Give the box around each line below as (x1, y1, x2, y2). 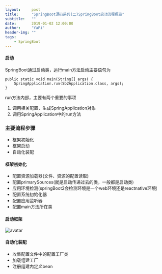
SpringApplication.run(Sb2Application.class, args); (14, 81, 124, 86)
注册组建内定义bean (12, 263, 53, 269)
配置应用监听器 (12, 198, 43, 204)
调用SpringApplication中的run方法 (12, 111, 81, 117)
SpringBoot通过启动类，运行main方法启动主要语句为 (5, 67, 111, 73)
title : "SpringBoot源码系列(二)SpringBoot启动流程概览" (5, 12, 125, 17)
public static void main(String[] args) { (5, 77, 93, 82)
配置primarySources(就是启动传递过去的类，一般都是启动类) (12, 179, 134, 185)
